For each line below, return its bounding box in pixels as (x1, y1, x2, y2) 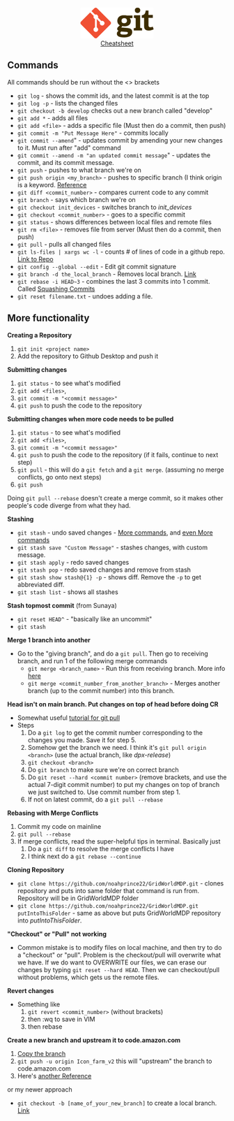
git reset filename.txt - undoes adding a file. (17, 291, 153, 301)
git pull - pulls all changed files (17, 240, 111, 248)
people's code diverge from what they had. (7, 501, 131, 509)
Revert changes (7, 986, 54, 995)
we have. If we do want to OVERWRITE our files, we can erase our (17, 958, 207, 967)
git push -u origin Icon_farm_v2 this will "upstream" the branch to (17, 1057, 212, 1065)
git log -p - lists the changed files (17, 99, 118, 107)
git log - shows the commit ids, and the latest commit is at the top (17, 92, 210, 100)
